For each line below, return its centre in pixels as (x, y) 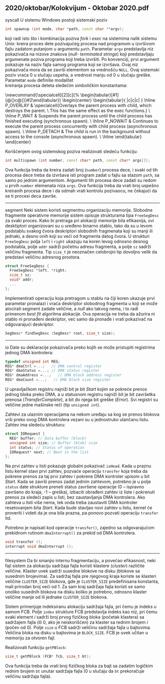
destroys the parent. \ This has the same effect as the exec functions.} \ (78, 111)
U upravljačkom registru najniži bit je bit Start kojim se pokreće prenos (76, 389)
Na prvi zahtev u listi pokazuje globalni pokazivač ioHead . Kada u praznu (78, 466)
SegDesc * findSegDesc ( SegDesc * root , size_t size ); (60, 333)
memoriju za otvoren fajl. (30, 638)
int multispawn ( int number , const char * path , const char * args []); (78, 160)
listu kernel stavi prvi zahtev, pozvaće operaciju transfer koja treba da (76, 471)
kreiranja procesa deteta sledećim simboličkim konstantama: (66, 85)
